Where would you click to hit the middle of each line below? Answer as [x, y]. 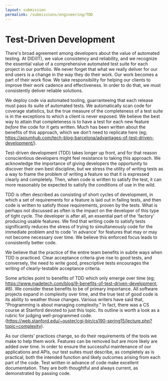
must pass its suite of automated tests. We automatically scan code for [78, 106]
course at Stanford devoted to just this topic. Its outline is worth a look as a [82, 310]
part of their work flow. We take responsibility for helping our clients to [78, 80]
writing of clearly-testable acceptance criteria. [53, 268]
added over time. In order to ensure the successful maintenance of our [78, 347]
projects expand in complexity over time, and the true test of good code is [81, 294]
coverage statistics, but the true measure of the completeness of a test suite [84, 111]
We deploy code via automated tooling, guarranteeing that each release [79, 101]
